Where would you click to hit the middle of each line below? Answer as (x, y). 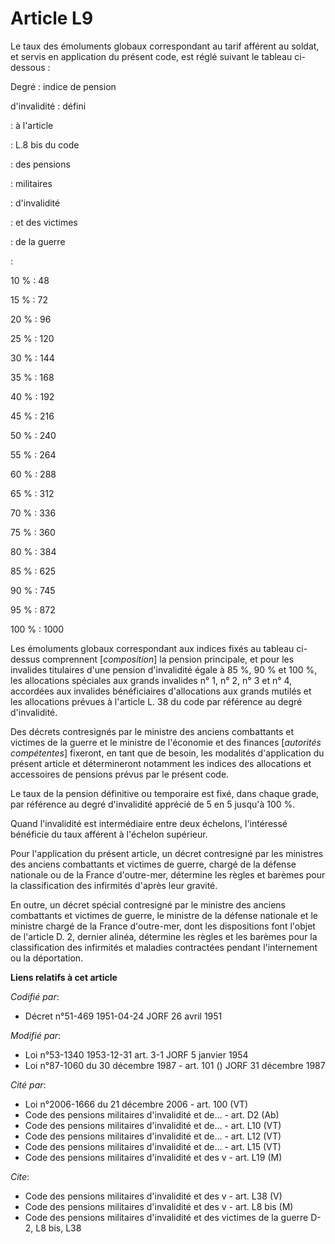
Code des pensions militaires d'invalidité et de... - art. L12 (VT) (153, 1136)
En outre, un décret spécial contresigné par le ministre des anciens (148, 904)
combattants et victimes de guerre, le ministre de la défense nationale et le (164, 915)
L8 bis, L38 (58, 1228)
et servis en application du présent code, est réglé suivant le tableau (151, 56)
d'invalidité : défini (48, 106)
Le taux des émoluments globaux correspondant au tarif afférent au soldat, (165, 46)
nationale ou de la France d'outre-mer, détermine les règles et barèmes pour (168, 874)
